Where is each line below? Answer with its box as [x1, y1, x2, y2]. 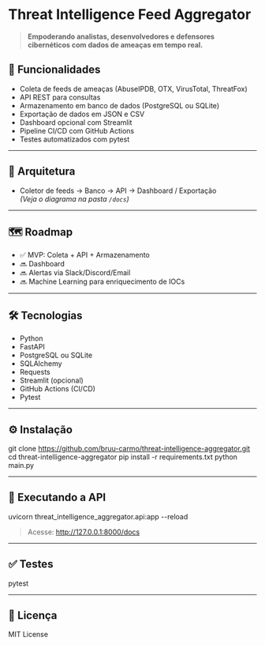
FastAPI [19, 342, 45, 352]
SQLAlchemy [19, 359, 62, 368]
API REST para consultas [19, 92, 101, 102]
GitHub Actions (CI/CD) [19, 384, 96, 394]
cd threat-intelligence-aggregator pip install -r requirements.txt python [8, 452, 238, 462]
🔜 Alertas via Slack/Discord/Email [19, 268, 131, 277]
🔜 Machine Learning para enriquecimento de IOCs [19, 277, 185, 286]
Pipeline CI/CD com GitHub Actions [19, 126, 135, 135]
